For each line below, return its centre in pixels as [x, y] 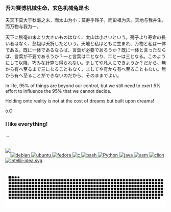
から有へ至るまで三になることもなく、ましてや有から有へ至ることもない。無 [86, 69]
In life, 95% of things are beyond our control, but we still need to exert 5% [83, 86]
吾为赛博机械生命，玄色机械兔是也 [47, 8]
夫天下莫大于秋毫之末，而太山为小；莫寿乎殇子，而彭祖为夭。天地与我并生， [86, 20]
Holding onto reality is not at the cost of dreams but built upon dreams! [80, 101]
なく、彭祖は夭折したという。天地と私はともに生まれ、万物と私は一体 [92, 44]
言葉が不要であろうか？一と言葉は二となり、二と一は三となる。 [81, 57]
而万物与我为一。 [23, 26]
